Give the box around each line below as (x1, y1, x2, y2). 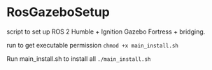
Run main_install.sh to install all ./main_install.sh (6, 54, 151, 63)
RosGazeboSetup (6, 4, 110, 20)
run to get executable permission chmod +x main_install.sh (6, 41, 179, 49)
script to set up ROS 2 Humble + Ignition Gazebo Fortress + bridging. (6, 27, 206, 36)
